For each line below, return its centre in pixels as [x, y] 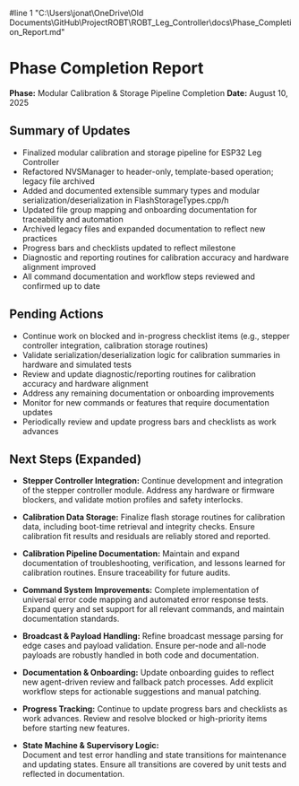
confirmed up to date [61, 285]
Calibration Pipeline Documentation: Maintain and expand [131, 554]
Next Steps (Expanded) [75, 459]
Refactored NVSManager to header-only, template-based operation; [148, 171]
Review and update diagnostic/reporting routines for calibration [139, 374]
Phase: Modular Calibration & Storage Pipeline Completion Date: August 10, [149, 92]
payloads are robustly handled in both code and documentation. [141, 655]
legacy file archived [59, 181]
